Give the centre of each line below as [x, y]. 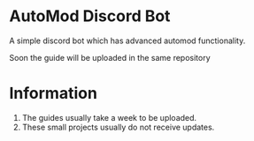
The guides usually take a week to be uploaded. [109, 117]
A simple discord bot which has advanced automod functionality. [127, 41]
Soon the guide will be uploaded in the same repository [110, 57]
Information [53, 93]
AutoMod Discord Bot [90, 16]
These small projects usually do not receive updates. [118, 127]
